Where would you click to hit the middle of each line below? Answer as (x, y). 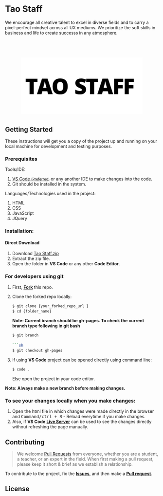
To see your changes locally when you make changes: (70, 401)
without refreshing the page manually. (50, 427)
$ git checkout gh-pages (37, 351)
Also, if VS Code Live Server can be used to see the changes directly (82, 422)
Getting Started (29, 129)
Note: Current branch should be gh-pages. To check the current (78, 320)
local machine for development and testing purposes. (59, 147)
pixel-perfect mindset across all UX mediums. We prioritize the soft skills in (80, 27)
